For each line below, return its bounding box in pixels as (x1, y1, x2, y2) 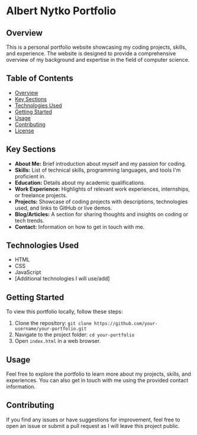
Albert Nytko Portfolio (6, 4, 117, 18)
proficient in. (14, 172, 46, 179)
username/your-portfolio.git (14, 326, 87, 332)
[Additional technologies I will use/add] (14, 275, 110, 282)
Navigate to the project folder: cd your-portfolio (14, 331, 135, 338)
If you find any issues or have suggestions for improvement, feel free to (6, 416, 180, 423)
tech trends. (14, 217, 44, 224)
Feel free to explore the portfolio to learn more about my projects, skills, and (6, 370, 191, 378)
